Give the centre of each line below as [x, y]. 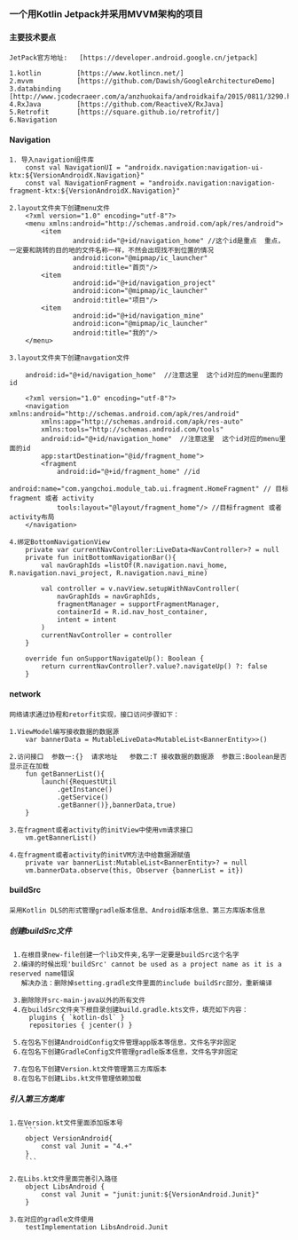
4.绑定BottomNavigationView [60, 542]
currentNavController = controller [107, 636]
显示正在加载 [29, 766]
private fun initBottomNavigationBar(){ [101, 558]
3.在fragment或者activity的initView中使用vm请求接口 [101, 830]
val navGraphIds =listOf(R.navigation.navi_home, [134, 565]
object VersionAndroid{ [69, 1138]
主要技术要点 [32, 36]
